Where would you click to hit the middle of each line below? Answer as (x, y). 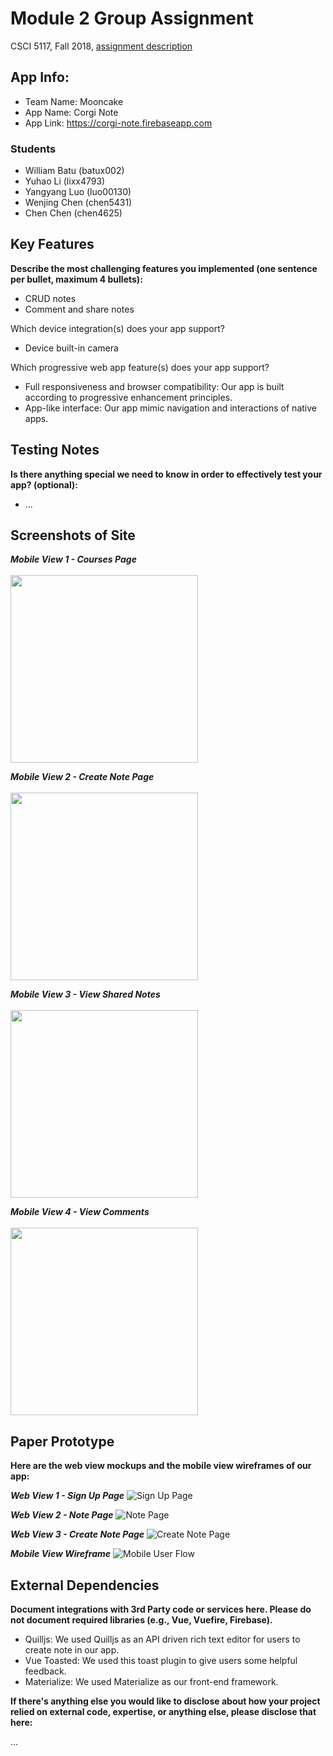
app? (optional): (44, 484)
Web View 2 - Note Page (62, 1515)
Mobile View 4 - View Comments (80, 1212)
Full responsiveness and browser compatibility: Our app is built (154, 386)
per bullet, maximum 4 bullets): (76, 279)
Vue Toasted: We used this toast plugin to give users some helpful (161, 1661)
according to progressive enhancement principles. (128, 397)
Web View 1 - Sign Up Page (67, 1496)
